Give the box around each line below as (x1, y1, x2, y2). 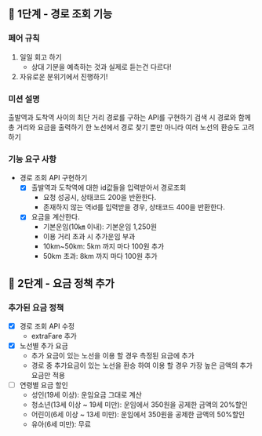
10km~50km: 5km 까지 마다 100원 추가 (42, 242, 165, 251)
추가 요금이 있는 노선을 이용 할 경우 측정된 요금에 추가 (31, 351, 195, 361)
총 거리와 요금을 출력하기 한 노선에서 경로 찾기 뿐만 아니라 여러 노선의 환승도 (8, 122, 241, 132)
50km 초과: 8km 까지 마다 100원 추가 (42, 252, 158, 261)
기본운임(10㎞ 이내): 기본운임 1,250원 (42, 222, 158, 231)
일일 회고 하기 (19, 52, 62, 61)
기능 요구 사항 (8, 154, 57, 165)
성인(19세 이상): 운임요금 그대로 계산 (31, 391, 143, 400)
